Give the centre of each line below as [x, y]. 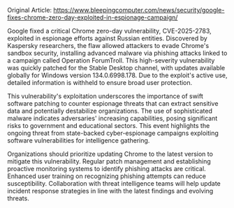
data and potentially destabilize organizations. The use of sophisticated [110, 111]
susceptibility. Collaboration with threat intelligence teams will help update [114, 183]
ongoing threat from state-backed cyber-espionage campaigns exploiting [113, 133]
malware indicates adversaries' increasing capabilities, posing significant [112, 118]
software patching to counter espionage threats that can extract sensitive [113, 103]
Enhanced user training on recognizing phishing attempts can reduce [107, 176]
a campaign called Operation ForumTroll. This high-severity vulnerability [111, 61]
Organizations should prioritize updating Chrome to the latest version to [110, 154]
